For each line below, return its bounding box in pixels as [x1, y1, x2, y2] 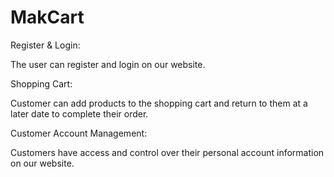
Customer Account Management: [10, 127, 148, 139]
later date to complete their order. [10, 107, 149, 120]
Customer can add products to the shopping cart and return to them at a [10, 97, 308, 109]
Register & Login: [10, 39, 81, 51]
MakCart [10, 6, 85, 29]
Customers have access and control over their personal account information [10, 146, 325, 158]
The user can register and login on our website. [10, 58, 206, 70]
